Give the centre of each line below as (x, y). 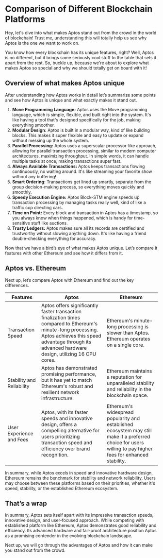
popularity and (123, 418)
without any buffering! (34, 176)
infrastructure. (57, 398)
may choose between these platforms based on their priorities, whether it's (80, 483)
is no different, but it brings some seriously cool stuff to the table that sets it (81, 57)
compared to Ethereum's (69, 323)
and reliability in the (129, 389)
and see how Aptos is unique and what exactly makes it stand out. (71, 100)
